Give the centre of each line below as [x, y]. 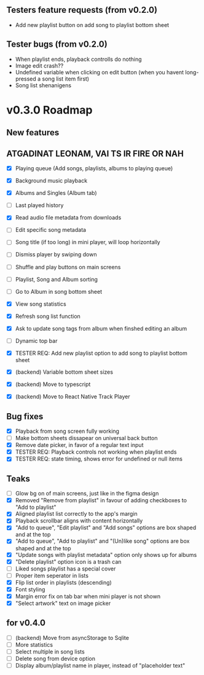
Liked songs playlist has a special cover [65, 569]
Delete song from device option [55, 659]
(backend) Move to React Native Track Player [73, 397]
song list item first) [66, 79]
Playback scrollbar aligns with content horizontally [79, 521]
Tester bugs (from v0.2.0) [57, 45]
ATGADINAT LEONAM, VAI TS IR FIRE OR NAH [95, 153]
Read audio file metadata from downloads [68, 218]
